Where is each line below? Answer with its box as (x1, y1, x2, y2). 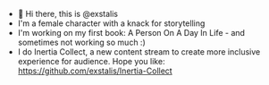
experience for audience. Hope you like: (17, 56, 165, 66)
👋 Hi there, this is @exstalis (17, 9, 119, 19)
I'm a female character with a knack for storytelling (17, 18, 206, 29)
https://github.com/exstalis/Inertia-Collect (17, 65, 172, 76)
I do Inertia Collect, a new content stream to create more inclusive (17, 47, 261, 57)
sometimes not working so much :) (17, 37, 146, 47)
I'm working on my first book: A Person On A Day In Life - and (17, 28, 246, 38)
